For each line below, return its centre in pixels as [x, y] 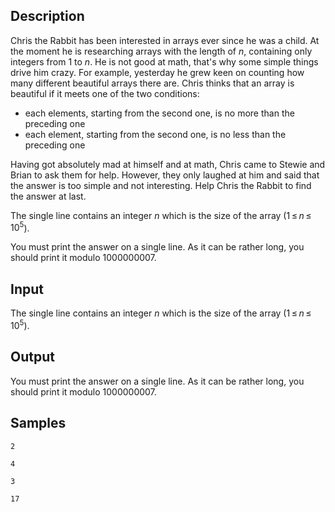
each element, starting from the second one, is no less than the [155, 134]
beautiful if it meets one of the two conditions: [105, 93]
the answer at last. [48, 196]
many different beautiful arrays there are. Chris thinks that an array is [152, 83]
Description [47, 16]
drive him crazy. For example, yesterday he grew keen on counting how [157, 72]
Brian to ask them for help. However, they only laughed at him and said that [165, 175]
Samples [38, 423]
